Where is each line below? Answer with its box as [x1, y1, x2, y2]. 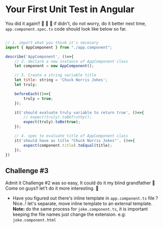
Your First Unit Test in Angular [5, 4, 135, 15]
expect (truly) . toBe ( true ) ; [23, 120, 81, 125]
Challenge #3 [5, 166, 49, 175]
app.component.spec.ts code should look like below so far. [5, 25, 127, 32]
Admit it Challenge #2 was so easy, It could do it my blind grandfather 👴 [5, 180, 155, 186]
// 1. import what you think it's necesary [5, 40, 99, 45]
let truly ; [14, 82, 38, 88]
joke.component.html [12, 218, 56, 223]
